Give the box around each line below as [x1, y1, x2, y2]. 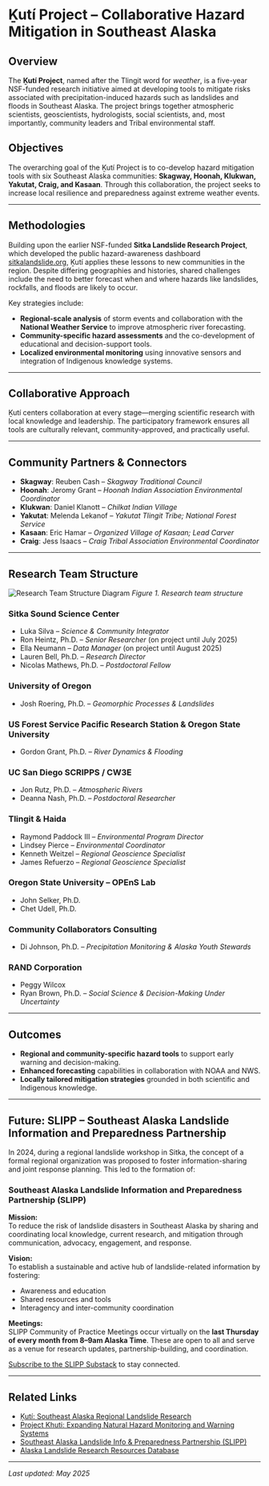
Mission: [8, 1212, 38, 1222]
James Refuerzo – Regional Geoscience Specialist [19, 857, 186, 867]
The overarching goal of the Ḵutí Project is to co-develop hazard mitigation [8, 162, 255, 172]
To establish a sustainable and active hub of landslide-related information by [8, 1262, 261, 1272]
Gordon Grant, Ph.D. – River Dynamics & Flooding [19, 747, 183, 756]
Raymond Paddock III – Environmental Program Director [19, 831, 204, 841]
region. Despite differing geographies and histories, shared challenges [8, 266, 241, 275]
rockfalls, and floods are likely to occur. [8, 282, 139, 292]
